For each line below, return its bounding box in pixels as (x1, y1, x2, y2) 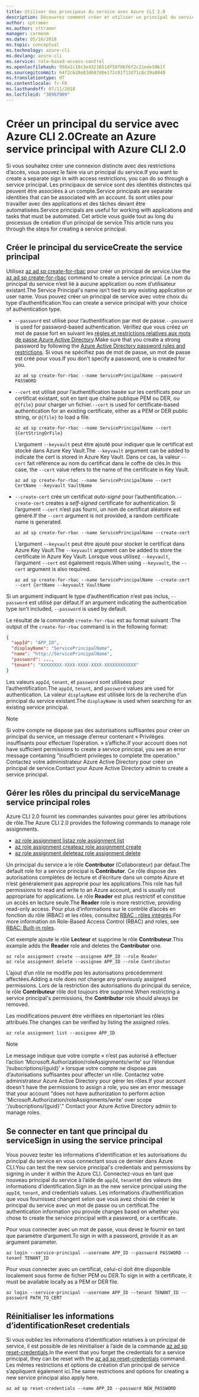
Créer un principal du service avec (6, 117, 179, 131)
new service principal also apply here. (6, 1374, 99, 1382)
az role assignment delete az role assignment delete (14, 850, 141, 857)
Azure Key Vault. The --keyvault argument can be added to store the (14, 546, 182, 553)
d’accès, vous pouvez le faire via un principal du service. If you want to (6, 168, 178, 175)
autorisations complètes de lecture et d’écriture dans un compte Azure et (6, 874, 185, 881)
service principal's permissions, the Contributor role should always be (6, 995, 179, 1002)
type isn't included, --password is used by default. (6, 605, 127, 612)
